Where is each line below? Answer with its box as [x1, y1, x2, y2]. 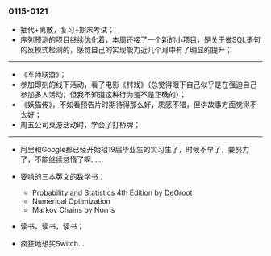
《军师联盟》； [19, 70, 67, 80]
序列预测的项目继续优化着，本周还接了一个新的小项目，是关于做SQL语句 [19, 35, 261, 45]
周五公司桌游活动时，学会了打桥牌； [19, 120, 141, 130]
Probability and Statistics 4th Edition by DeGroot [31, 188, 193, 198]
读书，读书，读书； [19, 221, 85, 231]
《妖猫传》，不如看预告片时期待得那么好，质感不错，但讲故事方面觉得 [19, 100, 250, 109]
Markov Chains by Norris [31, 205, 115, 215]
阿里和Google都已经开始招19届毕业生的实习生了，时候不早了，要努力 [19, 145, 250, 155]
